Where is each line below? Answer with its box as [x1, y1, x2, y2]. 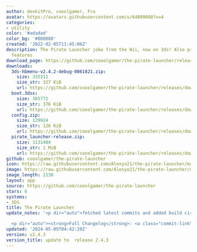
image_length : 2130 [6, 172, 54, 178]
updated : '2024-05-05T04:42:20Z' [6, 226, 88, 232]
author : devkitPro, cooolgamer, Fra [6, 8, 96, 15]
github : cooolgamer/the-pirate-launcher [6, 156, 107, 162]
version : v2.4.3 [6, 231, 46, 237]
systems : [6, 194, 28, 200]
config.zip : [11, 112, 41, 118]
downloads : [6, 63, 33, 69]
